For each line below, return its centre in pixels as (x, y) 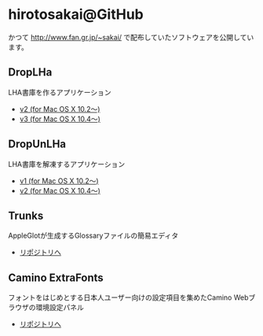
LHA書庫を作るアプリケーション (60, 92)
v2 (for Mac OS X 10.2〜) (60, 109)
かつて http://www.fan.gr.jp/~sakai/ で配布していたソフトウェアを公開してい (131, 37)
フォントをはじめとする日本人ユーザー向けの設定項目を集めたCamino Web (128, 297)
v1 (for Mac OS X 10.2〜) (59, 181)
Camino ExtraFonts (56, 277)
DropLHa (30, 72)
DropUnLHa (37, 144)
